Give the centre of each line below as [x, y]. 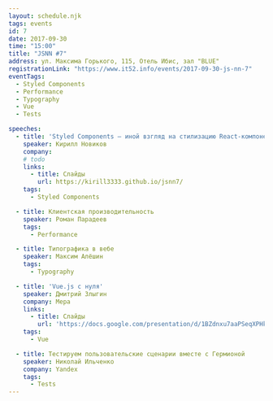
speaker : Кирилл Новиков [65, 144]
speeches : [25, 129]
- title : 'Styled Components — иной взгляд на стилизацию [116, 137]
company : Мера [47, 302]
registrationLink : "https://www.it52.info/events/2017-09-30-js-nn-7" [130, 69]
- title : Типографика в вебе [65, 249]
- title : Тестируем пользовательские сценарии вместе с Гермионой [130, 354]
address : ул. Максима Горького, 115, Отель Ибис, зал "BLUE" [114, 62]
